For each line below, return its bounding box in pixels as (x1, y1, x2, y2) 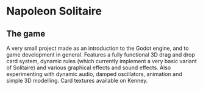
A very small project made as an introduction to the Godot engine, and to (6, 44, 189, 52)
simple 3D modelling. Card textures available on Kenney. (6, 77, 148, 84)
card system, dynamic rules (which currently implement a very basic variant (6, 58, 197, 64)
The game (6, 29, 46, 39)
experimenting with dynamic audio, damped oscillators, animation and (6, 71, 182, 77)
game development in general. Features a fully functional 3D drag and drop (6, 51, 195, 58)
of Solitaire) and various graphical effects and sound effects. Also (6, 64, 171, 71)
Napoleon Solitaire (6, 4, 102, 18)
